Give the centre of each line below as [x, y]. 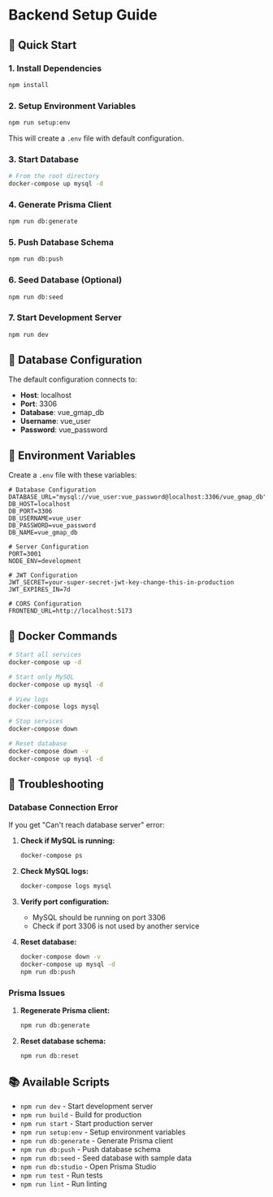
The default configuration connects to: [73, 379]
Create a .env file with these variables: [73, 475]
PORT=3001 [25, 554]
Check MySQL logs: [54, 872]
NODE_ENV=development [45, 561]
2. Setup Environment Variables [72, 106]
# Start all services [45, 655]
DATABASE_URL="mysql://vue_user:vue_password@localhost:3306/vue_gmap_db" [138, 497]
